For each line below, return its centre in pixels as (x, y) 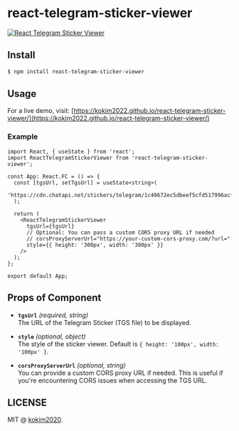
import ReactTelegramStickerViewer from (68, 158)
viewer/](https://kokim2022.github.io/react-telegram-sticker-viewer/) (108, 118)
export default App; (38, 276)
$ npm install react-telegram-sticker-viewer (76, 71)
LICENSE (27, 402)
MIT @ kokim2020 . (35, 420)
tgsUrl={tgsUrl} (50, 226)
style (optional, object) (52, 336)
